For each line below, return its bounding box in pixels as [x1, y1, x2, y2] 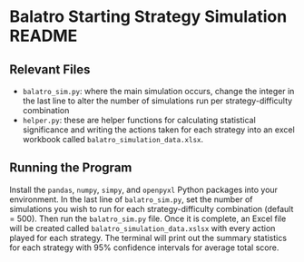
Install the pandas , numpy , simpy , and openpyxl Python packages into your [9, 184, 279, 195]
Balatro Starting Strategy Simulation [9, 6, 288, 27]
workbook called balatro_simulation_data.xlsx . [22, 134, 204, 144]
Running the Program [9, 160, 132, 176]
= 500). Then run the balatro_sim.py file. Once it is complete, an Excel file [9, 213, 287, 224]
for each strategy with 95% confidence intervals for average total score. [9, 242, 279, 253]
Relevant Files [9, 62, 91, 77]
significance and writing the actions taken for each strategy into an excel [22, 124, 295, 135]
